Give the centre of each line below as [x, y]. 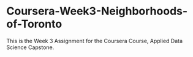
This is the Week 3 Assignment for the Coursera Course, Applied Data [94, 41]
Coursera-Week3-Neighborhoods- [97, 11]
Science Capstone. [30, 47]
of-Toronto [34, 24]
